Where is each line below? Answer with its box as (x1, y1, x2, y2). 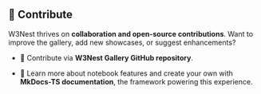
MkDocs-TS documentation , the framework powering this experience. (19, 76, 253, 86)
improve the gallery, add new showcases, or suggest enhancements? (8, 37, 236, 47)
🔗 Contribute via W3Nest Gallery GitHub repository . (19, 53, 194, 62)
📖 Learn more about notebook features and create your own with (19, 69, 234, 78)
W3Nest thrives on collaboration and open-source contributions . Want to (8, 29, 254, 38)
